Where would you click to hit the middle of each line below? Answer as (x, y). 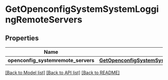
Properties (22, 38)
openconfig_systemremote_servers (51, 60)
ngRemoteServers (44, 20)
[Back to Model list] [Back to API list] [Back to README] (62, 73)
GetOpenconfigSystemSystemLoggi (82, 9)
